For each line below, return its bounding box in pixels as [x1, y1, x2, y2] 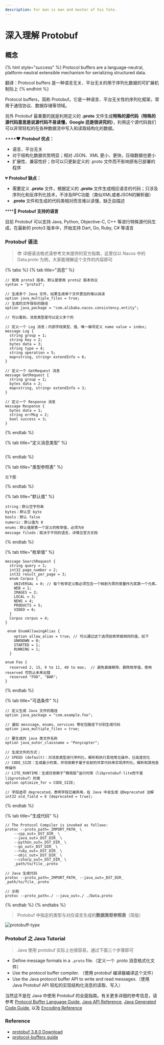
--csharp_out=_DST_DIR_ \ [14, 857, 67, 862]
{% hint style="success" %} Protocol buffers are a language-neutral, [5, 64, 144, 70]
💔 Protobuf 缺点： [5, 175, 42, 181]
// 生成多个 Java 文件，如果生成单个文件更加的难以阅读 [5, 291, 105, 297]
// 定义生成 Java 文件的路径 [5, 708, 58, 713]
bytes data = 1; [9, 408, 43, 413]
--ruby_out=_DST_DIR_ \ [14, 848, 63, 853]
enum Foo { [5, 659, 27, 664]
